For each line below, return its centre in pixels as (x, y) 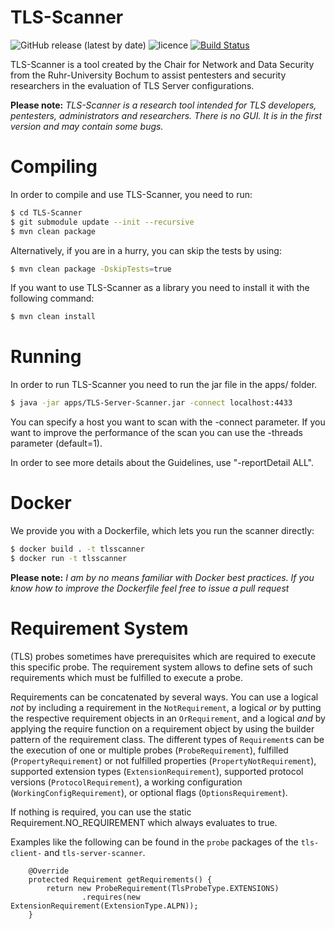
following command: (52, 298)
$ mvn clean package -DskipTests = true (91, 269)
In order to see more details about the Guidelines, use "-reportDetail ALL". (162, 463)
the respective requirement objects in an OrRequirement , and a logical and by (168, 718)
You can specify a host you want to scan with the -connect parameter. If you (168, 422)
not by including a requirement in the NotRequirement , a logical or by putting (166, 707)
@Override (49, 871)
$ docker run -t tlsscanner (69, 558)
